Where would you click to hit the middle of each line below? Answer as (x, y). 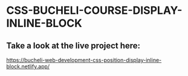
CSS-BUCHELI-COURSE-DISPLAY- (94, 11)
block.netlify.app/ (28, 66)
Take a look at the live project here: (73, 46)
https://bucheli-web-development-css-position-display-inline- (84, 60)
